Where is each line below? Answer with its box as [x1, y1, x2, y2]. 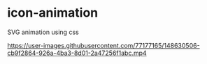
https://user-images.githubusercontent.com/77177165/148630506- [7, 41, 201, 49]
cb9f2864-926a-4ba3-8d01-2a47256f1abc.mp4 [7, 49, 147, 57]
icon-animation [7, 5, 99, 21]
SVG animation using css [7, 28, 79, 36]
